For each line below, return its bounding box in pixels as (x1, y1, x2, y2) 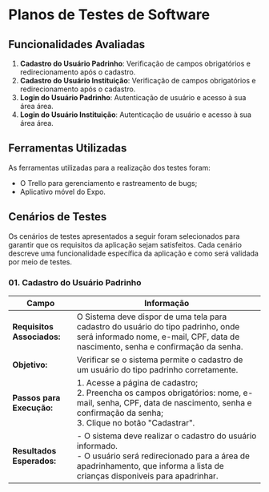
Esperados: (12, 455, 57, 466)
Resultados (12, 445, 57, 456)
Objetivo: (12, 359, 48, 370)
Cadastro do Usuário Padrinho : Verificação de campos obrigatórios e (19, 58, 251, 68)
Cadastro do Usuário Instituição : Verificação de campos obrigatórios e (19, 76, 256, 85)
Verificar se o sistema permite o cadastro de (76, 354, 243, 365)
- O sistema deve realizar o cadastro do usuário (76, 430, 257, 442)
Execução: (12, 402, 54, 413)
